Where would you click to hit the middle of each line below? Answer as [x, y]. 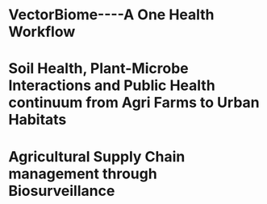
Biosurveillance [62, 191]
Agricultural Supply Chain [97, 156]
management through [83, 173]
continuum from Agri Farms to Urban [134, 103]
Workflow [42, 32]
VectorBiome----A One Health [112, 15]
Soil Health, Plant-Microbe [98, 69]
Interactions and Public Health [112, 86]
